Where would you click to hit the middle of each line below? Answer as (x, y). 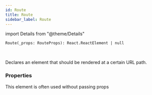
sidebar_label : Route (28, 19)
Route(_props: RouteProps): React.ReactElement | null (65, 43)
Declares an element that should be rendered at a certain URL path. (76, 62)
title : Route (19, 15)
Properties (19, 76)
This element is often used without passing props (57, 86)
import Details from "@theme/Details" (45, 34)
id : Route (16, 10)
